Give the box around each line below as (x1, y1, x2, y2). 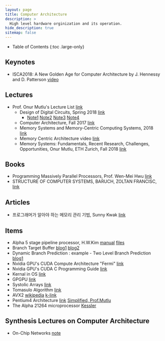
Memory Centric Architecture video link (19, 135, 100, 141)
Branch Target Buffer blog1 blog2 (12, 245, 80, 251)
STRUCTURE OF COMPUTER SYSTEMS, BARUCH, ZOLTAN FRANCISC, (12, 178, 157, 184)
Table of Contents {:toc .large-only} (12, 44, 85, 49)
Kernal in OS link (12, 271, 46, 277)
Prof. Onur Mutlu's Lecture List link (12, 104, 83, 110)
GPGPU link (12, 276, 36, 282)
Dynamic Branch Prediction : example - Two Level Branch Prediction (12, 250, 151, 256)
